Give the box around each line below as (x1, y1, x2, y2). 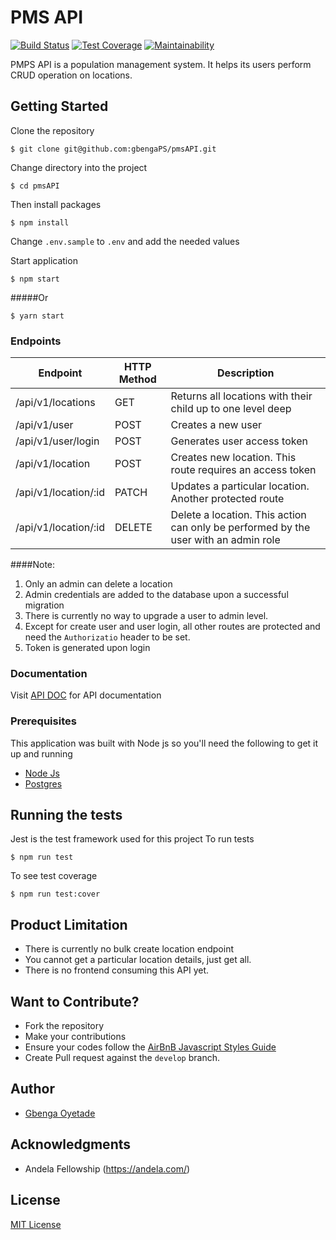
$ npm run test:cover (10, 889, 101, 900)
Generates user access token (170, 434, 308, 448)
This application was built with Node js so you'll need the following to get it (10, 737, 319, 749)
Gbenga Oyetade (24, 1107, 96, 1119)
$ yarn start (10, 311, 65, 321)
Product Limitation (10, 916, 128, 933)
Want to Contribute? (10, 993, 140, 1010)
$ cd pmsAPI (10, 181, 60, 191)
